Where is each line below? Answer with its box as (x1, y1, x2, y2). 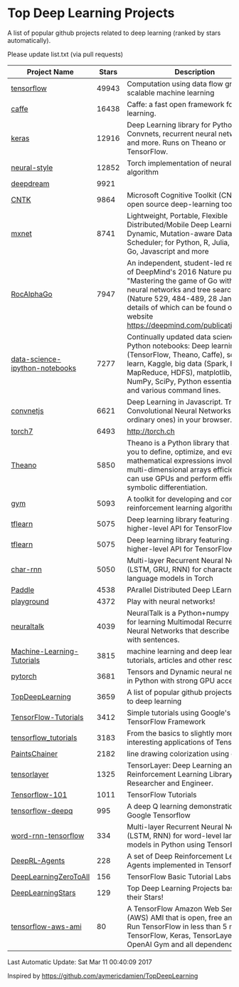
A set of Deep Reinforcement (127, 851, 224, 861)
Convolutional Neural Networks (127, 405, 231, 415)
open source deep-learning (127, 199, 220, 209)
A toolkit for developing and (127, 494, 219, 504)
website (127, 311, 154, 321)
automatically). (7, 36, 51, 44)
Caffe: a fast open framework (127, 99, 225, 109)
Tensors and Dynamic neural (127, 666, 223, 676)
